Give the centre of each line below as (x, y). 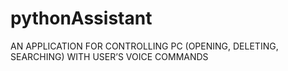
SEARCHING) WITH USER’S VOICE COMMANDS (109, 56)
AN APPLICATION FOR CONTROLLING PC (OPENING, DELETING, (144, 46)
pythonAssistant (81, 18)
